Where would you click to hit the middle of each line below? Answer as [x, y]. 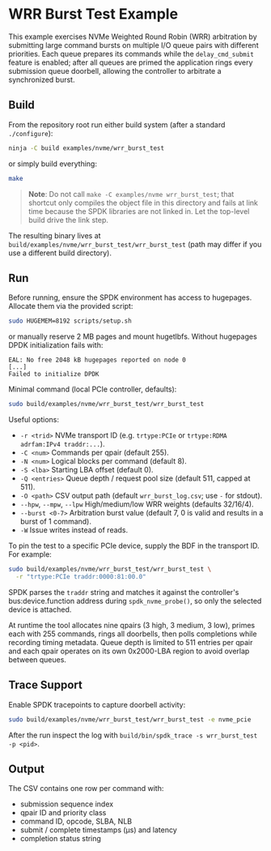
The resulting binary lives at [55, 235]
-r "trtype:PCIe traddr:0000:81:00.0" [81, 576]
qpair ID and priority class [63, 813]
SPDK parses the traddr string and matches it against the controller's [124, 592]
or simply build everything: [53, 164]
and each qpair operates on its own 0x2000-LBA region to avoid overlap [129, 651]
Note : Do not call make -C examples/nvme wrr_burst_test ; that [131, 194]
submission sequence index [67, 804]
